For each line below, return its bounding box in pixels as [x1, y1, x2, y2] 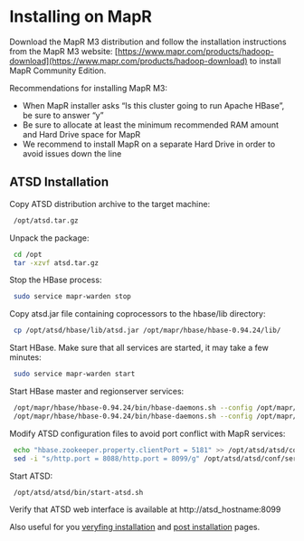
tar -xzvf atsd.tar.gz [13, 258, 100, 268]
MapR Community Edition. [9, 65, 107, 76]
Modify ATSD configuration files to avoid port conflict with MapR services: [9, 428, 286, 439]
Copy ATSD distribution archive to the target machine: [9, 198, 211, 209]
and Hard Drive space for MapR [22, 128, 141, 139]
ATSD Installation [9, 175, 109, 190]
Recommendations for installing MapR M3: [9, 82, 167, 93]
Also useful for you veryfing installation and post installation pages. [9, 522, 261, 533]
